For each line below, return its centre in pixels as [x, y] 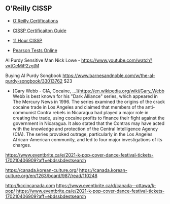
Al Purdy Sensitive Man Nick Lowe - [43, 60]
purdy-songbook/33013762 [34, 81]
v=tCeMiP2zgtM [22, 65]
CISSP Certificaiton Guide [40, 31]
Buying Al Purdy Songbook [33, 75]
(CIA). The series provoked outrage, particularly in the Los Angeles [82, 134]
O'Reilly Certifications [35, 20]
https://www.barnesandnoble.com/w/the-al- [109, 75]
